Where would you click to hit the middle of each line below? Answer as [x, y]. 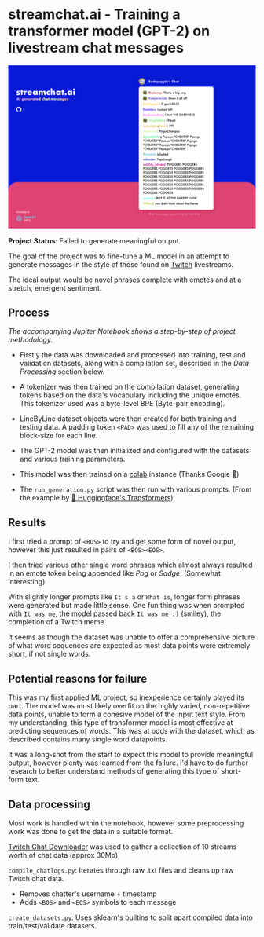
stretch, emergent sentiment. [55, 287]
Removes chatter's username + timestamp [88, 894]
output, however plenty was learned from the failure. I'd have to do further [128, 763]
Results [27, 523]
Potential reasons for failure [78, 678]
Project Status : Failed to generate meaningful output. [95, 240]
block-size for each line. [59, 436]
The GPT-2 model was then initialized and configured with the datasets [134, 451]
